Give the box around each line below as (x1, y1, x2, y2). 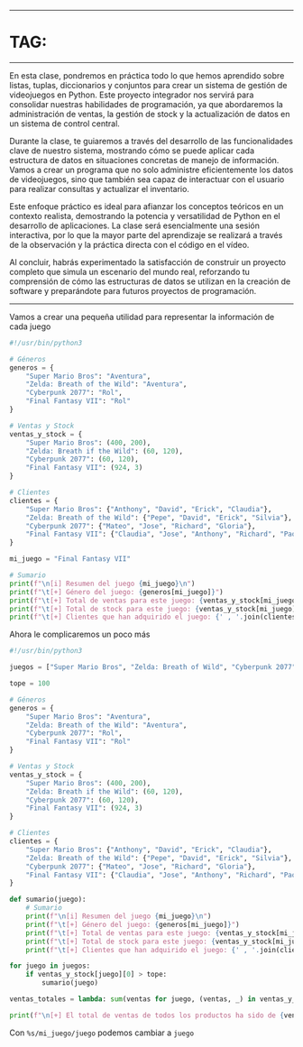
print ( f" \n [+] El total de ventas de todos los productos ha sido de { (9, 1011, 284, 1020)
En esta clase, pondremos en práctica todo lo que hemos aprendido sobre (9, 69, 285, 81)
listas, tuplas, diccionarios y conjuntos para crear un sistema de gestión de (9, 79, 288, 90)
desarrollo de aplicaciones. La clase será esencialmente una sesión (9, 220, 260, 231)
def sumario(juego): (9, 895, 87, 905)
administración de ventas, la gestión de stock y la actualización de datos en (9, 108, 290, 119)
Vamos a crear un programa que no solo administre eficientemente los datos (9, 164, 294, 175)
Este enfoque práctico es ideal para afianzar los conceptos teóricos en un (9, 200, 284, 212)
